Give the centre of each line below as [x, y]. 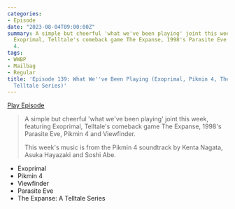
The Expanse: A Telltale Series [61, 198]
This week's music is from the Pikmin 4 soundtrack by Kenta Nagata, [123, 147]
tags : [15, 53]
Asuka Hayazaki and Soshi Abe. [70, 155]
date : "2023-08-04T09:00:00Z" [51, 27]
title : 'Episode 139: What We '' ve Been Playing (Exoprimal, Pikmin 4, [112, 79]
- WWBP [17, 60]
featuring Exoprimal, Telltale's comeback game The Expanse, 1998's [123, 126]
